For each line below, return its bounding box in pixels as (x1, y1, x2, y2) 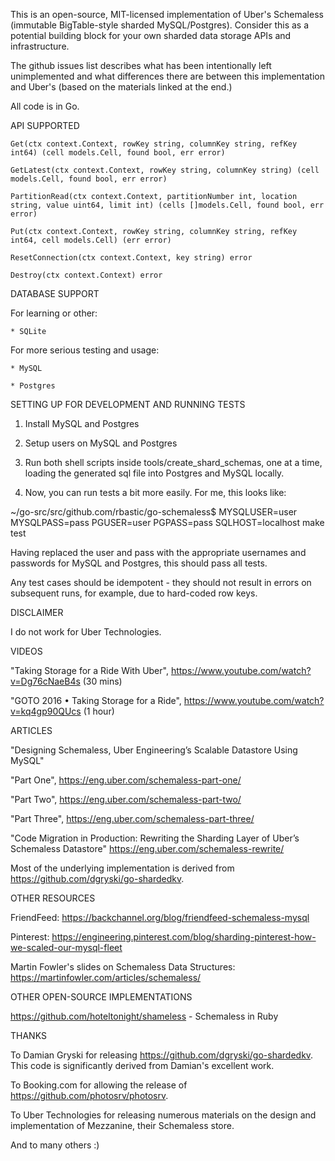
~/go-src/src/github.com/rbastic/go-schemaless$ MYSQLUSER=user (10, 506, 298, 518)
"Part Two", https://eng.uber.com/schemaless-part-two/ (10, 794, 242, 805)
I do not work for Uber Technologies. (10, 626, 162, 638)
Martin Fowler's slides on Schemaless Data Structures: (10, 961, 236, 973)
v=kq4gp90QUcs (10, 705, 82, 717)
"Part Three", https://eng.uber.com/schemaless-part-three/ (10, 813, 255, 824)
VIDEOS (10, 645, 43, 657)
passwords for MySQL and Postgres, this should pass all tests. (10, 557, 268, 569)
